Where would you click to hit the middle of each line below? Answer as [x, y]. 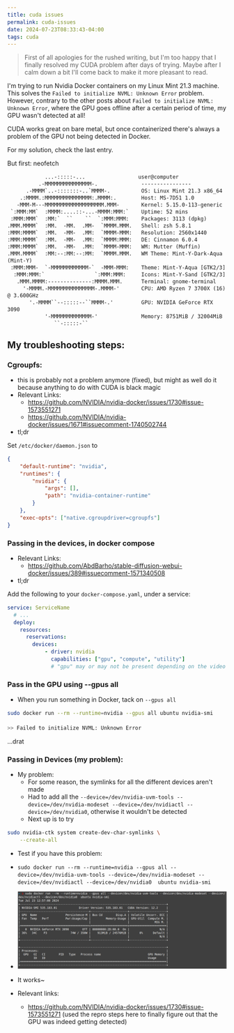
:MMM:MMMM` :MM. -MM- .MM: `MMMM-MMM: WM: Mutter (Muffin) [104, 247]
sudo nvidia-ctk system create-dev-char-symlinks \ [84, 833]
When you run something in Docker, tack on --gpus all [96, 700]
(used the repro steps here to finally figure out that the [140, 1014]
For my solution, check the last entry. [60, 150]
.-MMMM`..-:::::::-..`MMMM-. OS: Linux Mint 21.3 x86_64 [124, 191]
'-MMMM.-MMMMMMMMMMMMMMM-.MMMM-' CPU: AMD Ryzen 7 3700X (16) [124, 289]
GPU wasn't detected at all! [46, 116]
